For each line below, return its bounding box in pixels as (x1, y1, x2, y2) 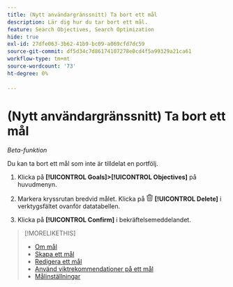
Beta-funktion (7, 146, 47, 155)
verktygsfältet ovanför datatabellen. (17, 202, 121, 210)
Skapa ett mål (34, 250, 75, 258)
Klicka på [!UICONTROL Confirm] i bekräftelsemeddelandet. (17, 216, 192, 224)
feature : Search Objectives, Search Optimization (7, 26, 155, 33)
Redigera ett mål (34, 258, 82, 266)
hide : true (7, 33, 39, 40)
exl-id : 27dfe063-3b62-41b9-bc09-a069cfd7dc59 (7, 40, 145, 48)
